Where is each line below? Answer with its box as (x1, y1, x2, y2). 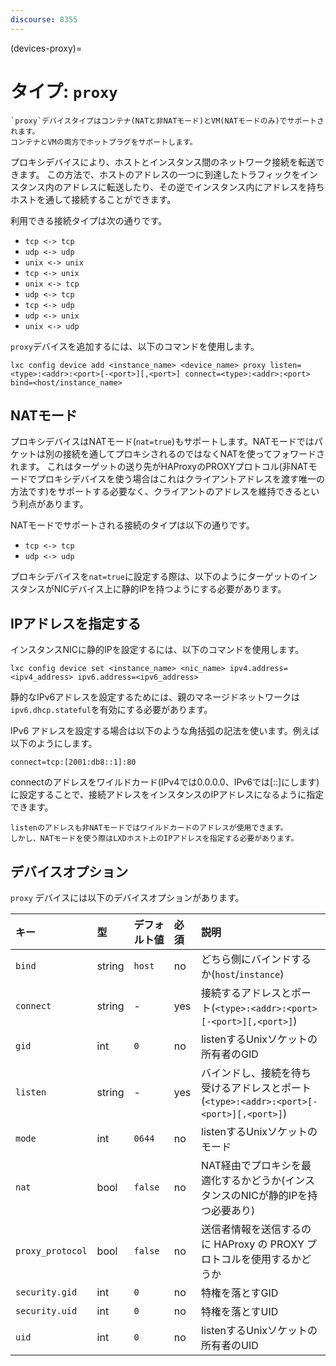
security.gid (15, 1287, 78, 1298)
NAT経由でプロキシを (201, 1159, 302, 1172)
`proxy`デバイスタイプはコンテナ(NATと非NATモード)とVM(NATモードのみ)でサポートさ (10, 116, 325, 126)
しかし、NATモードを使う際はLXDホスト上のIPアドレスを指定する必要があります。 (10, 834, 299, 844)
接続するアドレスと (201, 986, 292, 1000)
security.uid (15, 1306, 78, 1316)
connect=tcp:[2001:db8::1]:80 (10, 757, 137, 768)
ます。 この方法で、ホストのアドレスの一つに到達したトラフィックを (18, 168, 301, 180)
